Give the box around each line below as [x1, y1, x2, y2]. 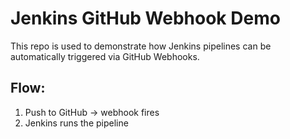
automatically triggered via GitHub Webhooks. [10, 50, 200, 62]
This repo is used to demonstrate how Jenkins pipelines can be [10, 40, 272, 52]
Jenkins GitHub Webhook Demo [10, 7, 281, 30]
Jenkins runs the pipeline [24, 117, 129, 129]
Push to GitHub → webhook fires [24, 106, 160, 118]
